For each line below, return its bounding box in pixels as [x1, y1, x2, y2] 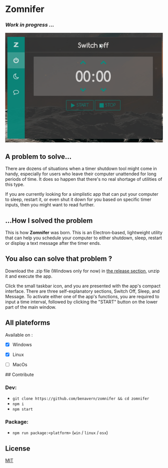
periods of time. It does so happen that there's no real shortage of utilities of [5, 176, 162, 182]
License [5, 444, 30, 453]
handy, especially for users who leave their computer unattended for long [5, 171, 156, 177]
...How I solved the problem [5, 216, 93, 225]
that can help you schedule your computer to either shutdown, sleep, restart [5, 235, 162, 241]
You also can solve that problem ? [5, 255, 112, 263]
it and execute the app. [5, 273, 52, 279]
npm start [12, 407, 33, 412]
